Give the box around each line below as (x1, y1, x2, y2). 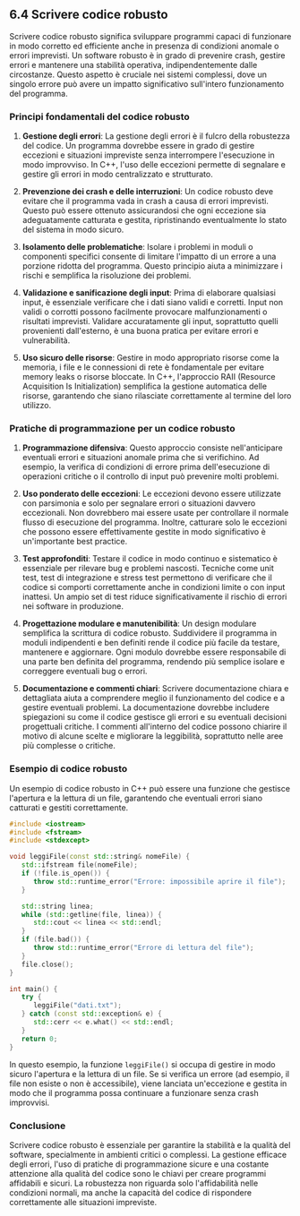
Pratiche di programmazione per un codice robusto (9, 423, 236, 435)
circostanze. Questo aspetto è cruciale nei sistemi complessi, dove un (9, 69, 267, 80)
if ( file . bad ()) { (21, 935, 90, 944)
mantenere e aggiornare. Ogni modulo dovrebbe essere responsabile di (21, 647, 287, 657)
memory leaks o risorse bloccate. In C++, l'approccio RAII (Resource (21, 372, 276, 382)
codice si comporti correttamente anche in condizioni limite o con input (21, 582, 286, 593)
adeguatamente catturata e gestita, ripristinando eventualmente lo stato (21, 215, 287, 226)
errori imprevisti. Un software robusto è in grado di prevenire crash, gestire (9, 49, 286, 61)
